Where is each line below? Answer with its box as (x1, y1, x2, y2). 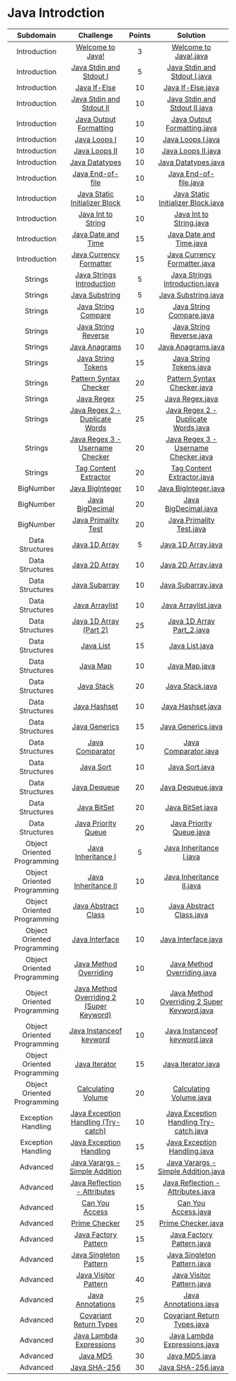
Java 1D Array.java (160, 539, 223, 549)
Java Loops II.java (161, 146, 221, 155)
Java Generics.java (159, 721, 223, 731)
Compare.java (168, 310, 215, 320)
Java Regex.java (164, 394, 218, 404)
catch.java (174, 1126, 209, 1136)
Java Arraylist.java (161, 600, 222, 610)
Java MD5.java (166, 1351, 216, 1361)
